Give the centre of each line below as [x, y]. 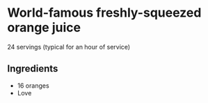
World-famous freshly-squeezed [104, 13]
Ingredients [33, 69]
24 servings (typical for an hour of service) [69, 47]
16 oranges [33, 86]
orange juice [44, 27]
